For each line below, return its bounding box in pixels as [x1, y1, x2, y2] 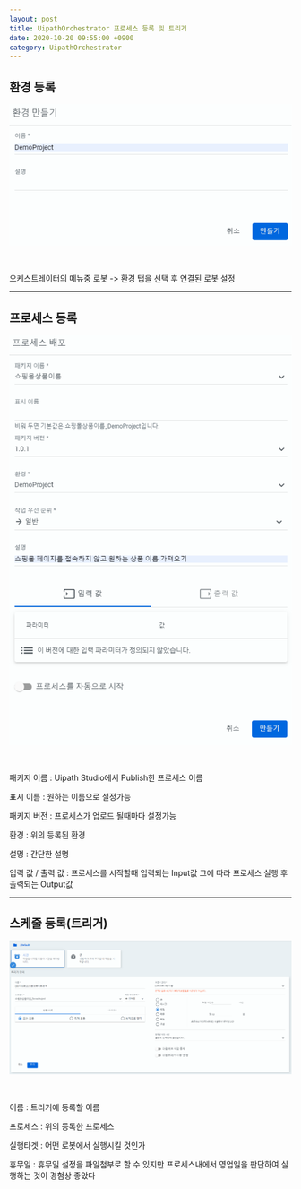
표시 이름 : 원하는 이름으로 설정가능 [9, 791, 132, 802]
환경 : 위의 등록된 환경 [9, 829, 86, 840]
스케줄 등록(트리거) [9, 916, 108, 932]
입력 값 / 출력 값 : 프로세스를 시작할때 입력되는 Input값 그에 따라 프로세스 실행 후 [9, 867, 288, 878]
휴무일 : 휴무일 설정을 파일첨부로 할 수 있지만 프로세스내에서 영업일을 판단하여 [9, 1159, 279, 1170]
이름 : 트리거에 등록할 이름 [9, 1102, 100, 1113]
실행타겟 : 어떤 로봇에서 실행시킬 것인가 [9, 1140, 146, 1151]
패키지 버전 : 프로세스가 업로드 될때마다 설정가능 [9, 810, 177, 820]
